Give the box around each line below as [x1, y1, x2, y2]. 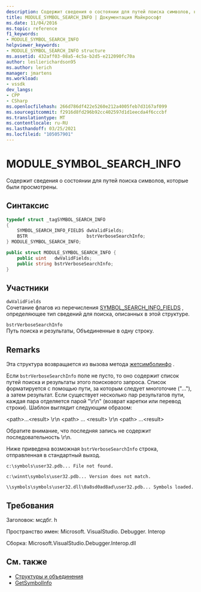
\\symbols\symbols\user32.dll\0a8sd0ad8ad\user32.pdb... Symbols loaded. [6, 484, 194, 490]
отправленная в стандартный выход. [6, 452, 100, 459]
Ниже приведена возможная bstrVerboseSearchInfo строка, [6, 445, 159, 452]
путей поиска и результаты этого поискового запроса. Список [6, 379, 166, 386]
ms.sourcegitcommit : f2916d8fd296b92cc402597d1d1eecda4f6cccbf [6, 109, 167, 115]
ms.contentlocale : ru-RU [6, 120, 68, 126]
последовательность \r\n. [6, 434, 72, 441]
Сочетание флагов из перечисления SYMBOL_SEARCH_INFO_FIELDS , [6, 304, 184, 312]
